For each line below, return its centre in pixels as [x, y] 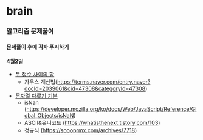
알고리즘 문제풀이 [30, 32]
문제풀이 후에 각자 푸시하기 [38, 47]
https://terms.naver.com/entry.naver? [104, 82]
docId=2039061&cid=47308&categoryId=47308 [85, 88]
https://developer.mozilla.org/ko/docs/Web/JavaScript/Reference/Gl [112, 109]
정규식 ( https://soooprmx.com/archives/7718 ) [81, 130]
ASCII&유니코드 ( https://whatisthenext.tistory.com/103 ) [92, 123]
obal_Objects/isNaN [49, 116]
